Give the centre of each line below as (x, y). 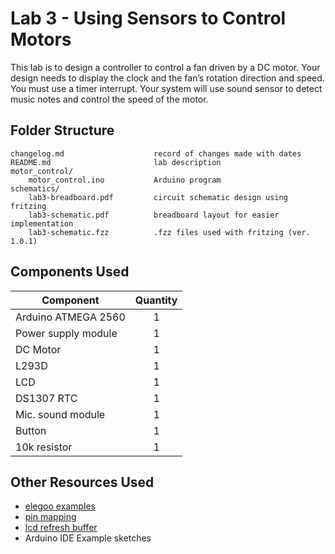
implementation (42, 223)
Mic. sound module (60, 414)
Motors (41, 39)
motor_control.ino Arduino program (125, 180)
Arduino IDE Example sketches (88, 538)
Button (31, 430)
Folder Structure (62, 130)
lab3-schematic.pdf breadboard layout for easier (154, 215)
